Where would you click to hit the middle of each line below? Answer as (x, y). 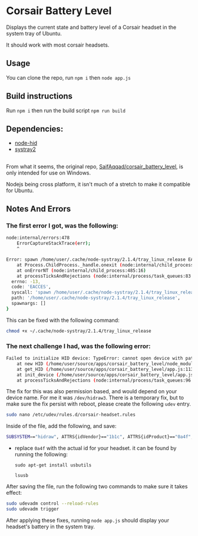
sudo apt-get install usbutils (53, 465)
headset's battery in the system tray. (51, 527)
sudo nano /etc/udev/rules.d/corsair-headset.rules (71, 415)
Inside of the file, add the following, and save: (61, 426)
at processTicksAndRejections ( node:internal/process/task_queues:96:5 (106, 380)
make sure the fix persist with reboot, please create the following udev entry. (99, 404)
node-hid (26, 143)
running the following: (41, 455)
